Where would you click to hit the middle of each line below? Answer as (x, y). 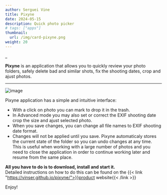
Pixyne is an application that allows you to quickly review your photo (75, 65)
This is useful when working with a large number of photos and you (81, 146)
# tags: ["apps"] (23, 28)
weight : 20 (16, 42)
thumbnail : (16, 33)
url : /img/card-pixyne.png (38, 38)
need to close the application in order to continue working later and (81, 152)
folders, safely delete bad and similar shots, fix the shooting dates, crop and (83, 71)
